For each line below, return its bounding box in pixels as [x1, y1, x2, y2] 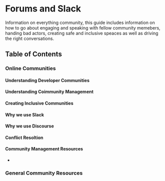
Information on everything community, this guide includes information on [5, 19, 155, 25]
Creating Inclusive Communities [5, 100, 73, 106]
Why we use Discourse [5, 123, 54, 129]
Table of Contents [5, 50, 62, 58]
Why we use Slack [5, 111, 44, 117]
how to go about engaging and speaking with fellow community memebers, [5, 24, 161, 30]
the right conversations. [5, 35, 54, 41]
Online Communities [5, 65, 56, 72]
